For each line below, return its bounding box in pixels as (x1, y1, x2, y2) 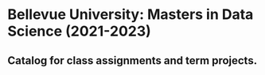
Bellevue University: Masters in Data (7, 6, 254, 24)
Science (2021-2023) (7, 22, 152, 40)
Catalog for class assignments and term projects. (7, 54, 258, 67)
